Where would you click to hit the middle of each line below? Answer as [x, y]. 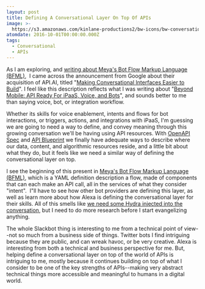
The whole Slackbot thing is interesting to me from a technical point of [95, 228]
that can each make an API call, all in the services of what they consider [97, 184]
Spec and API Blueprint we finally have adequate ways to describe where [98, 140]
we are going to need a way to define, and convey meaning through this [97, 127]
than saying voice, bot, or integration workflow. [66, 102]
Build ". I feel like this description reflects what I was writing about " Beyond [100, 89]
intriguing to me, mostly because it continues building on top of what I [94, 261]
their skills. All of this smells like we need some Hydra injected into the [95, 203]
